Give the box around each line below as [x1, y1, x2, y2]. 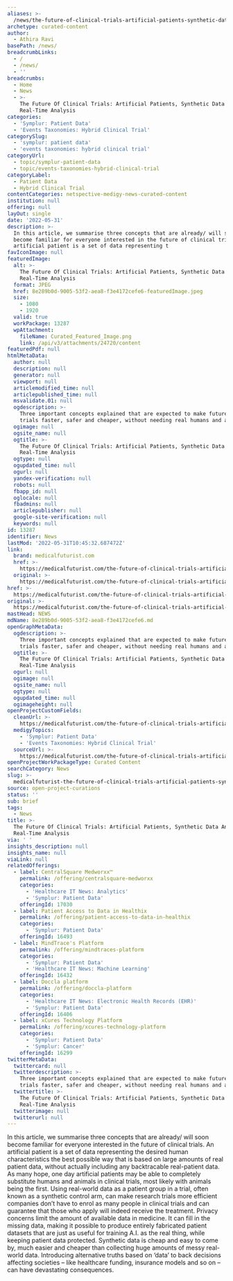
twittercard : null [13, 1062, 67, 1069]
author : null [13, 359, 51, 366]
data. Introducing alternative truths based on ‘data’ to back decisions [24, 1251, 222, 1259]
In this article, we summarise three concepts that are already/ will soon [7, 1133, 209, 1141]
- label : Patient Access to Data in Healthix [13, 907, 148, 914]
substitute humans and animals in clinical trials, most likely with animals [7, 1178, 212, 1186]
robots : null [13, 481, 51, 488]
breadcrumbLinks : [7, 49, 58, 56]
